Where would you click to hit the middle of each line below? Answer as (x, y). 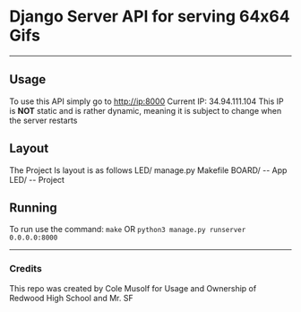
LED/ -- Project (37, 179)
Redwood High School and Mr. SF (71, 298)
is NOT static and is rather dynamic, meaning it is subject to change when (146, 110)
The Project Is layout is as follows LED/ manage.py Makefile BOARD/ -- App (148, 170)
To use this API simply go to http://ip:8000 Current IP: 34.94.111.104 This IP (146, 101)
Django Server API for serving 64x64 (150, 17)
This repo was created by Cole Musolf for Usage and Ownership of (133, 288)
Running (34, 208)
